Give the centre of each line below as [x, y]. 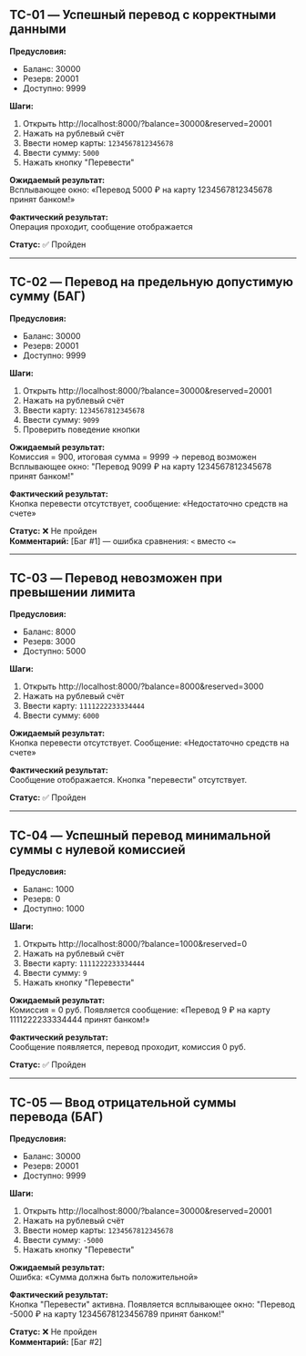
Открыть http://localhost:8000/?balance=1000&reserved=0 [135, 944]
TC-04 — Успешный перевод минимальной [140, 835]
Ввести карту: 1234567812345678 [84, 410]
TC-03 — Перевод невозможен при [116, 578]
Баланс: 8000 [49, 632]
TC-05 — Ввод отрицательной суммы [123, 1102]
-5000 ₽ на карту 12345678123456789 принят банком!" [117, 1314]
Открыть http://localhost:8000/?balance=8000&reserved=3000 [143, 686]
